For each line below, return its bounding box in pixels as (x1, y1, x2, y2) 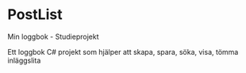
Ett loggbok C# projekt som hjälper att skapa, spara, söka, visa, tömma (7, 47, 239, 56)
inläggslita (7, 56, 41, 65)
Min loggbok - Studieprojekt (7, 32, 99, 41)
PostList (7, 6, 63, 24)
